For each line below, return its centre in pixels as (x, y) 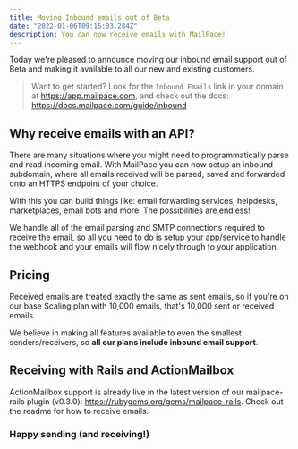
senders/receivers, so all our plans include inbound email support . (134, 342)
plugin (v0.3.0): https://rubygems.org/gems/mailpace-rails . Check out (155, 401)
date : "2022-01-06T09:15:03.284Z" (74, 26)
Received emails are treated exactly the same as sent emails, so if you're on (149, 297)
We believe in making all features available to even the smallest (125, 333)
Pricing (30, 275)
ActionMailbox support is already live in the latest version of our (127, 392)
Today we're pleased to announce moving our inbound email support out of (149, 60)
